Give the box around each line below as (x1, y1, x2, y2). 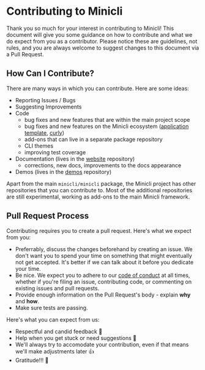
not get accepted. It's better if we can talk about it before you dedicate (15, 259, 194, 266)
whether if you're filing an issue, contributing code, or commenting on (15, 277, 192, 285)
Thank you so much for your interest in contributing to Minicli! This (6, 25, 174, 32)
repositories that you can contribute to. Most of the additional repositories (6, 186, 193, 194)
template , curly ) (24, 129, 65, 136)
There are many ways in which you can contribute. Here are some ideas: (6, 85, 190, 92)
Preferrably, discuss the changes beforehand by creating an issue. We (15, 245, 193, 252)
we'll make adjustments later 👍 (15, 347, 95, 355)
